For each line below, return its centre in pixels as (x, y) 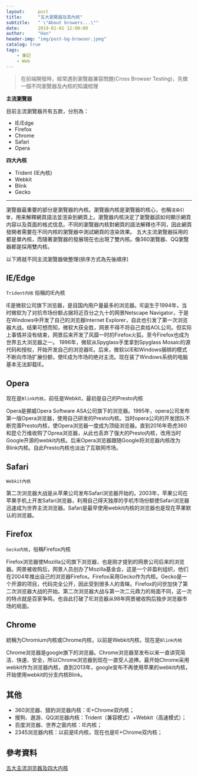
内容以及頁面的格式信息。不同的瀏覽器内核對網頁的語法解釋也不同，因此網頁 (99, 224)
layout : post (27, 12)
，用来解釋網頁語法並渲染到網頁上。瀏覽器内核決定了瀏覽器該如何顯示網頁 (101, 217)
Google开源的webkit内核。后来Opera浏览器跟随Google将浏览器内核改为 (93, 440)
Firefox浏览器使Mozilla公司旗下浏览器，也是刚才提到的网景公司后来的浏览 (95, 561)
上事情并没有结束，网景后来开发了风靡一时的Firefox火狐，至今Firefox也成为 (98, 335)
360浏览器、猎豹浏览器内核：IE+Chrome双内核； (74, 710)
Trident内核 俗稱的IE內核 (36, 293)
